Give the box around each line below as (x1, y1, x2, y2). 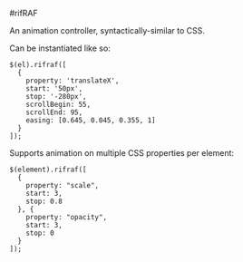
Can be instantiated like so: (9, 43, 111, 53)
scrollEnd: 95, (25, 108, 83, 117)
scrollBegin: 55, (25, 100, 92, 109)
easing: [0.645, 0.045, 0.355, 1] (25, 116, 156, 125)
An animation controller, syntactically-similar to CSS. (9, 25, 206, 35)
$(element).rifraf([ (9, 165, 88, 174)
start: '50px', (25, 84, 83, 93)
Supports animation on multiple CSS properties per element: (9, 148, 234, 158)
